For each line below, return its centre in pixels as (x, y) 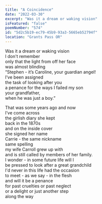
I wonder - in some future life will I (40, 160)
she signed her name (26, 134)
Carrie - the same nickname (33, 139)
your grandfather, (23, 93)
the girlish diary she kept (30, 118)
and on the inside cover (29, 128)
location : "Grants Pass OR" (34, 37)
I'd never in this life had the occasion (42, 170)
